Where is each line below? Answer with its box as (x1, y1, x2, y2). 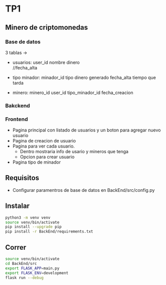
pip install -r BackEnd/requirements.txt (5, 229, 94, 234)
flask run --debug (5, 275, 44, 280)
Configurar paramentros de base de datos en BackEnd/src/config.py (12, 187, 155, 193)
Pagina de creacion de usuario (12, 138, 76, 144)
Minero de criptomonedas (5, 23, 88, 32)
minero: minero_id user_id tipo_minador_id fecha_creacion (12, 89, 133, 96)
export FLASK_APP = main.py (5, 265, 59, 271)
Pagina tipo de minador (12, 159, 61, 165)
